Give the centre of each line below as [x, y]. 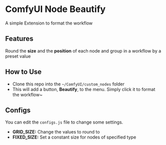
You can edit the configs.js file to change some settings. [64, 122]
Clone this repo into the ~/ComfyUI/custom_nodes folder [68, 84]
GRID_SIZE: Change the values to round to [56, 132]
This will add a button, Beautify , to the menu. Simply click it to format [84, 89]
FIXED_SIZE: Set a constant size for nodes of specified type [74, 137]
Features [19, 39]
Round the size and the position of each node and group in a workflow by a [83, 50]
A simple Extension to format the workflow [49, 23]
